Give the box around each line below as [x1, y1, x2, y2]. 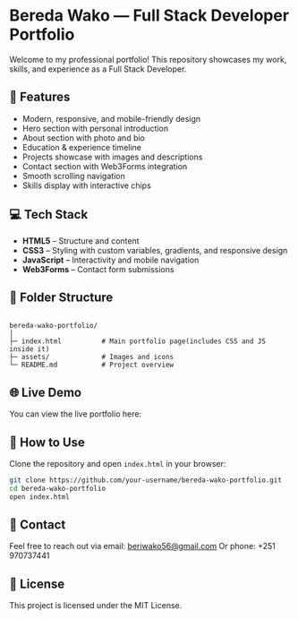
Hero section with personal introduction [21, 123, 168, 133]
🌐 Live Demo [9, 384, 82, 400]
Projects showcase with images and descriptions [21, 151, 203, 162]
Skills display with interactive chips [21, 180, 152, 191]
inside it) [9, 345, 50, 354]
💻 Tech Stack [9, 207, 89, 222]
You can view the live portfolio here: [9, 408, 141, 419]
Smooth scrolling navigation [21, 170, 125, 181]
